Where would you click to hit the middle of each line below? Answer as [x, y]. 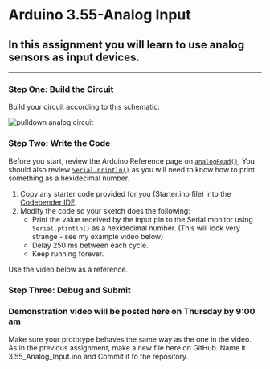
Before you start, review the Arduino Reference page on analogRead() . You [132, 161]
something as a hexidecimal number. [69, 178]
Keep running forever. [68, 253]
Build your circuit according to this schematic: [84, 107]
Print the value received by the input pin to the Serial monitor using [142, 219]
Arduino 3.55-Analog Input [100, 15]
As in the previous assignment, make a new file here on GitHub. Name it [127, 347]
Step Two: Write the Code [59, 143]
